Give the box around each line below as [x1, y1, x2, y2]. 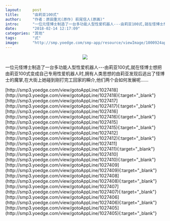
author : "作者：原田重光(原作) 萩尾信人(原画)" [5, 17, 105, 22]
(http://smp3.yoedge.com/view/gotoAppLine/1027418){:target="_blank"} [5, 92, 156, 98]
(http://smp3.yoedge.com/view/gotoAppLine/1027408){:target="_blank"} [5, 178, 157, 184]
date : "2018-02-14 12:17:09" [5, 26, 80, 31]
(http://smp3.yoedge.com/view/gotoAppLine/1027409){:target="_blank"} [5, 167, 157, 173]
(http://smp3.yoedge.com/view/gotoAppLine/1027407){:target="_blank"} [5, 189, 157, 195]
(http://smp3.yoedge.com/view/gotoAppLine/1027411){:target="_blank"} [5, 146, 155, 152]
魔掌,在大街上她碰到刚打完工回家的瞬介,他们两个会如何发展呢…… [14, 77, 149, 83]
